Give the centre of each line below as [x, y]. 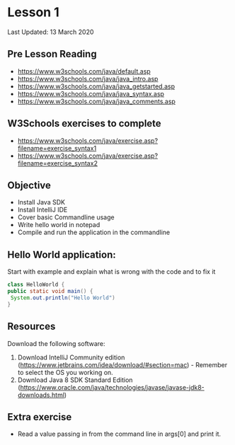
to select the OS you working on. [65, 372]
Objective [29, 185]
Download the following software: [56, 343]
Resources [31, 326]
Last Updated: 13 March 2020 [51, 32]
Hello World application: [62, 254]
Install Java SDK [41, 202]
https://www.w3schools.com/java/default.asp [84, 71]
